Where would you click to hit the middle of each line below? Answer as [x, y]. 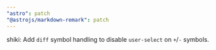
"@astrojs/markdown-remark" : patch [58, 20]
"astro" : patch [28, 13]
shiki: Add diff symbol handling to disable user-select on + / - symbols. [108, 39]
